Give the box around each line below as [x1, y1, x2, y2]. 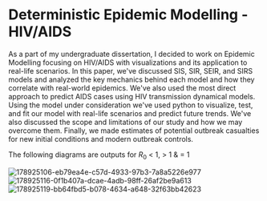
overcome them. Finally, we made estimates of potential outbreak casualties [8, 126, 260, 135]
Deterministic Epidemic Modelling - [8, 6, 249, 24]
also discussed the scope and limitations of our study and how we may [8, 117, 243, 127]
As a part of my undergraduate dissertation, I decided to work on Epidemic [8, 49, 255, 58]
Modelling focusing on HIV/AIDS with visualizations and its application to [8, 58, 248, 67]
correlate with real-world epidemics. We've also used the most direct [8, 82, 237, 93]
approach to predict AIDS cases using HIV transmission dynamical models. [8, 91, 256, 101]
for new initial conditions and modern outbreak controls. [8, 134, 194, 143]
